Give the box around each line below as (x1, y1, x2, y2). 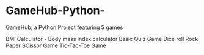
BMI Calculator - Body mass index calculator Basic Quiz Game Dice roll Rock (5, 35, 199, 42)
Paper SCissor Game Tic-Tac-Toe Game (5, 42, 106, 49)
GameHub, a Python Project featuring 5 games (5, 24, 123, 31)
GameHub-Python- (5, 4, 105, 18)
